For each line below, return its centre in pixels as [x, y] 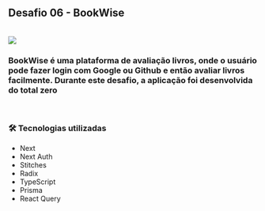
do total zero [33, 90]
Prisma [31, 190]
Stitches [33, 165]
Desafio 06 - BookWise [66, 13]
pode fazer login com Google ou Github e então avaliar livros [127, 70]
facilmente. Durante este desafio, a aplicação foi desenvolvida [131, 80]
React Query [40, 199]
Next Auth [36, 156]
